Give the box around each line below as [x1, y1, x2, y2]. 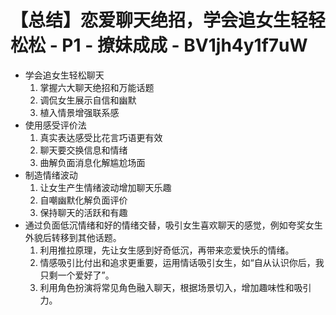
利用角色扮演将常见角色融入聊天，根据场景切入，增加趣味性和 [39, 281, 295, 293]
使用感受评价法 [24, 119, 87, 131]
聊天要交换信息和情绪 [39, 144, 128, 156]
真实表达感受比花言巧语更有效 [39, 131, 163, 143]
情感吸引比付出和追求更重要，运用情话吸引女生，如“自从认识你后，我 [39, 256, 325, 268]
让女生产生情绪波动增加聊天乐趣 [39, 181, 172, 193]
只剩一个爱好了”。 [39, 269, 115, 281]
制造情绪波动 [24, 169, 78, 181]
